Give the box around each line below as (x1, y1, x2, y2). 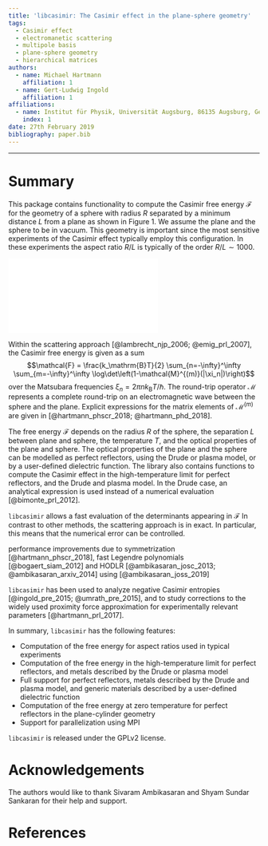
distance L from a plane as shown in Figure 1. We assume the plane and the (8, 216, 256, 226)
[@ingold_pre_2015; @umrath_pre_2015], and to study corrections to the (8, 594, 246, 603)
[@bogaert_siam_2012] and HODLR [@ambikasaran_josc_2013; (8, 561, 216, 571)
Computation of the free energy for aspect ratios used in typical (19, 642, 230, 651)
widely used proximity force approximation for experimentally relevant (8, 602, 238, 611)
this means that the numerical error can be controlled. (8, 528, 186, 539)
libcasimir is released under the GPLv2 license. (8, 733, 167, 743)
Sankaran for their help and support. (8, 796, 128, 805)
